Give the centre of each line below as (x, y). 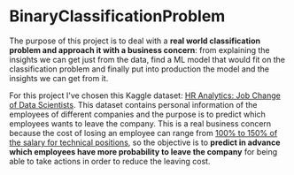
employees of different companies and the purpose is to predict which (137, 114)
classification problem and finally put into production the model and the (139, 69)
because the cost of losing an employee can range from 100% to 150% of (143, 133)
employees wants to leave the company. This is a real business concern (140, 123)
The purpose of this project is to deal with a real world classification (135, 41)
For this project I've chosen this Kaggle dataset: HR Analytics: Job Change (145, 95)
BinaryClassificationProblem (117, 16)
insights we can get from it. (59, 78)
